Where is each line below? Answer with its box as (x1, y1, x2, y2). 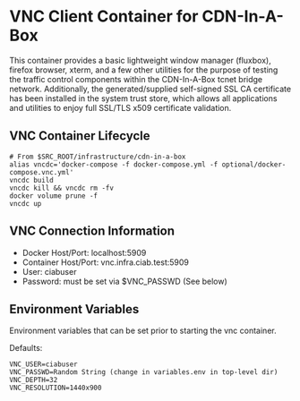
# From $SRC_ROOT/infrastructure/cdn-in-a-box (9, 152, 186, 161)
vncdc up (9, 199, 42, 208)
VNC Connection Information (9, 224, 176, 239)
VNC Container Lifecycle (9, 128, 150, 144)
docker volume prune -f (9, 191, 99, 200)
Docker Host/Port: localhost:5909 (21, 247, 147, 258)
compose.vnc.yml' (9, 167, 74, 176)
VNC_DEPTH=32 (9, 376, 58, 385)
